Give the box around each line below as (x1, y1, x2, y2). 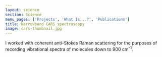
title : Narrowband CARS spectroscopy (5, 21, 85, 27)
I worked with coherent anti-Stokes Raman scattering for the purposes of (5, 40, 157, 46)
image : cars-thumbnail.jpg (5, 26, 62, 31)
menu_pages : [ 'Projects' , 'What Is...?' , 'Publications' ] (5, 17, 130, 22)
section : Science (5, 12, 42, 17)
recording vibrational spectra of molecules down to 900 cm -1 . (5, 45, 133, 52)
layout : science (5, 7, 39, 13)
